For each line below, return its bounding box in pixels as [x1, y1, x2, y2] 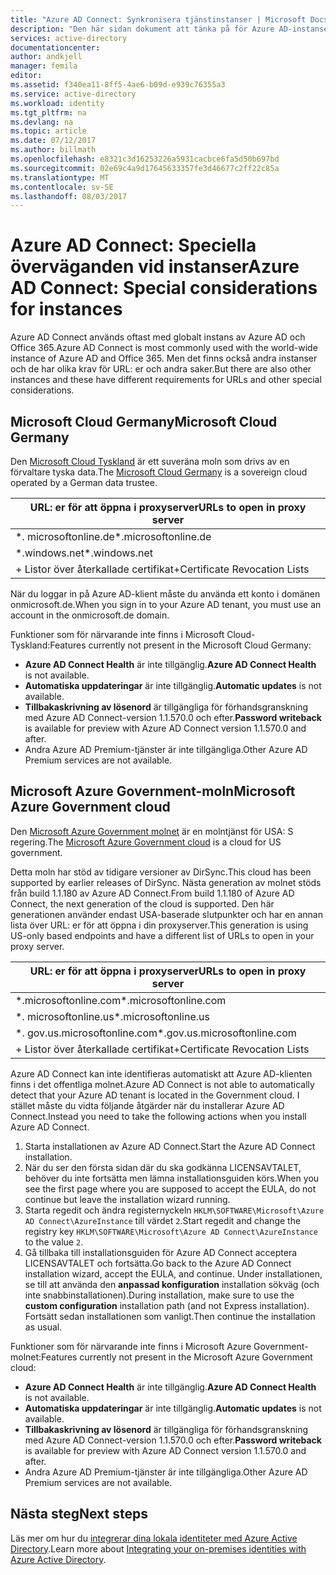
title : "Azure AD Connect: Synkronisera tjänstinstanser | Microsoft [10, 14, 307, 25]
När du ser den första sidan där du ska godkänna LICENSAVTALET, [24, 1161, 302, 1173]
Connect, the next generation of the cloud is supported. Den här [10, 897, 275, 910]
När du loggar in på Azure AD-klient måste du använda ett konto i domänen [10, 588, 321, 600]
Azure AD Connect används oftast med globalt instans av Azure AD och [10, 331, 306, 343]
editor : [10, 71, 43, 81]
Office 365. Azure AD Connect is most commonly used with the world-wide [10, 342, 318, 354]
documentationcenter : [10, 42, 101, 53]
